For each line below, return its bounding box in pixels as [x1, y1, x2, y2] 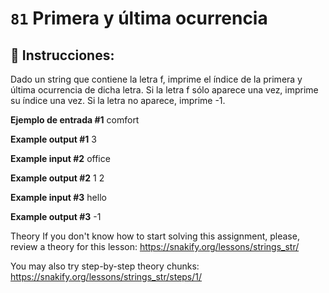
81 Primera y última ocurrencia [10, 7, 268, 30]
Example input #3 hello [10, 192, 107, 203]
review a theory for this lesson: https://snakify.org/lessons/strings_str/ [10, 241, 300, 252]
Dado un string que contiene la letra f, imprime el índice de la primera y [10, 73, 303, 85]
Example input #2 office [10, 153, 111, 164]
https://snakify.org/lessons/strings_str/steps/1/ [10, 271, 203, 282]
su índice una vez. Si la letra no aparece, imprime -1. [10, 95, 226, 106]
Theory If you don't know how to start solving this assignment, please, [10, 230, 300, 242]
